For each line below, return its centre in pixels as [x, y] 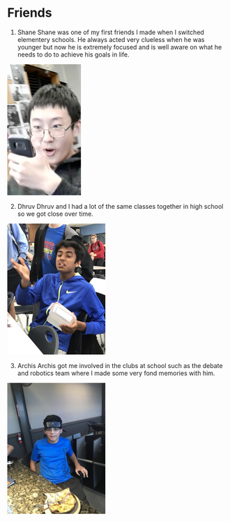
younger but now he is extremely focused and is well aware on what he [120, 47]
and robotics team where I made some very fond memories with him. [116, 373]
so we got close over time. [55, 214]
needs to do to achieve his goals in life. [73, 54]
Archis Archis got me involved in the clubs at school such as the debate [120, 365]
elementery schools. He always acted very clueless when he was [111, 39]
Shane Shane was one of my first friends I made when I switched [110, 32]
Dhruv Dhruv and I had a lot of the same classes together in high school [120, 206]
